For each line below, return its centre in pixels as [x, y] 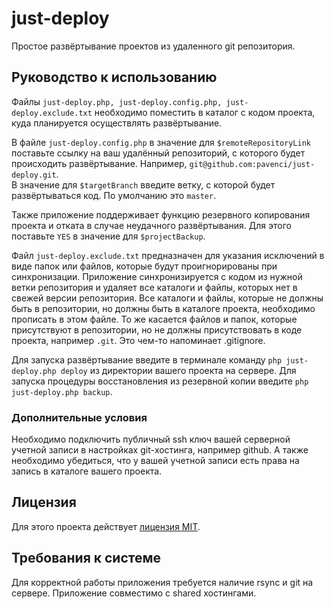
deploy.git [34, 175]
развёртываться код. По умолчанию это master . [114, 195]
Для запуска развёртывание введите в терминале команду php [147, 359]
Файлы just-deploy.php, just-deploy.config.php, [117, 101]
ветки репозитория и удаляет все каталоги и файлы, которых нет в [154, 287]
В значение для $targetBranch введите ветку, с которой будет [143, 184]
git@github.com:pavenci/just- [252, 164]
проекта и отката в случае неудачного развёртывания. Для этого [152, 225]
